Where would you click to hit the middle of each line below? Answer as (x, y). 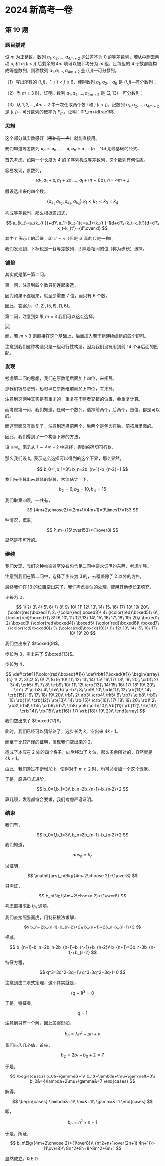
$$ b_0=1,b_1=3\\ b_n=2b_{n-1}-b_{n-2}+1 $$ (82, 469)
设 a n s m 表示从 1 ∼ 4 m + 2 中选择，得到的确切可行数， (61, 448)
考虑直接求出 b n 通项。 (28, 906)
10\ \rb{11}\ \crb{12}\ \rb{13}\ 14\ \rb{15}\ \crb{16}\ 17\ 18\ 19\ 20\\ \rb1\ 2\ (82, 700)
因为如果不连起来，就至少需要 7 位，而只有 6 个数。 (57, 295)
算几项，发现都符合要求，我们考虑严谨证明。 (50, 799)
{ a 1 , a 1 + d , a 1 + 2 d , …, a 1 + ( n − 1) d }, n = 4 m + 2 (82, 181)
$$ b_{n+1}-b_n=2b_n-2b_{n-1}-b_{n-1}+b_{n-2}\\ (60, 947)
